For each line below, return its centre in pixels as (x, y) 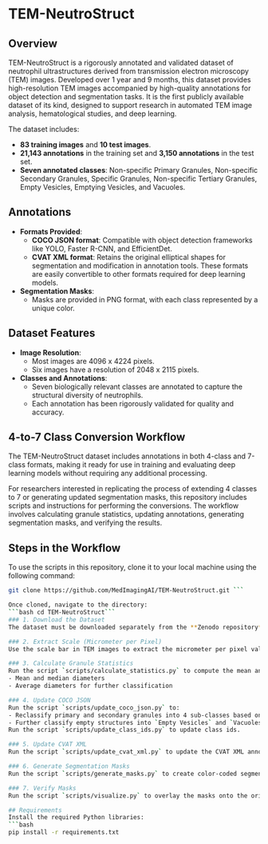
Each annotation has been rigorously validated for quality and (132, 403)
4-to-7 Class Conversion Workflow (97, 437)
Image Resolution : (50, 352)
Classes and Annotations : (63, 378)
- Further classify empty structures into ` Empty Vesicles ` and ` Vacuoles (135, 722)
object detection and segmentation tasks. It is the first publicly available (126, 96)
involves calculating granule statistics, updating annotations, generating (126, 514)
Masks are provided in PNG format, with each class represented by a (145, 299)
